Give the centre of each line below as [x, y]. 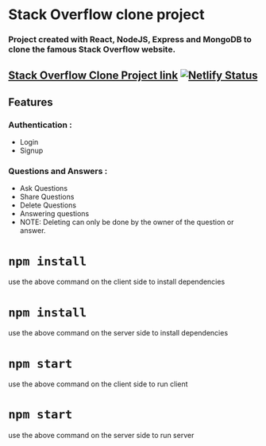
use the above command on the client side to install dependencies [117, 282]
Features [31, 102]
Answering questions [54, 214]
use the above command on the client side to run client [98, 384]
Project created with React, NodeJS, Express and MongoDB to [130, 40]
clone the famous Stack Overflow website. [92, 49]
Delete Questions [48, 205]
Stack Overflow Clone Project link [93, 75]
